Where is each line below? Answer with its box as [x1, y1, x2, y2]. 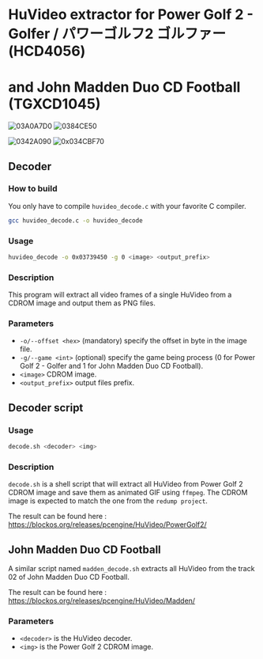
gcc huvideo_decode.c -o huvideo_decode [8, 216, 144, 225]
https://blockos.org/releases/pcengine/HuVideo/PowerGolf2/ [8, 520, 207, 529]
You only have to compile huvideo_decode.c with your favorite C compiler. [8, 201, 246, 210]
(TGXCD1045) [8, 95, 101, 113]
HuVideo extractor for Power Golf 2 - [8, 6, 254, 24]
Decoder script [8, 401, 84, 415]
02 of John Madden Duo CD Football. [8, 572, 130, 582]
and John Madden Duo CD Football [8, 78, 241, 97]
